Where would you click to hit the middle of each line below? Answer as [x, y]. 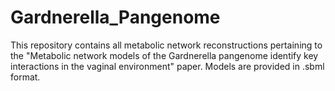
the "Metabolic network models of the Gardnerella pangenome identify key [164, 55]
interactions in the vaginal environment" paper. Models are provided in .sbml [167, 66]
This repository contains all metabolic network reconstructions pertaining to [166, 45]
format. [25, 77]
